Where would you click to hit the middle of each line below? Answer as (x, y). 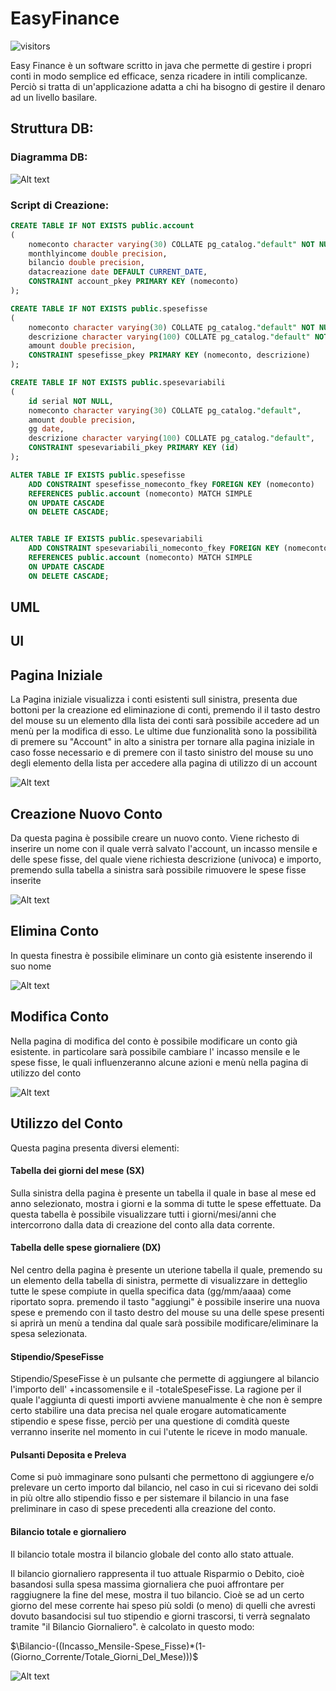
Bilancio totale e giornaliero (68, 1531)
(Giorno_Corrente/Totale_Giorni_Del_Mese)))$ (104, 1656)
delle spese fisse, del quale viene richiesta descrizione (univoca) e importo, (166, 859)
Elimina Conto (55, 931)
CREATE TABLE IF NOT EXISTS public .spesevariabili (118, 383)
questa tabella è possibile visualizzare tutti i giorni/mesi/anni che (143, 1214)
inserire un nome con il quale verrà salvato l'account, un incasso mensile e (164, 849)
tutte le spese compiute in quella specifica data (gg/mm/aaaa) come (151, 1291)
